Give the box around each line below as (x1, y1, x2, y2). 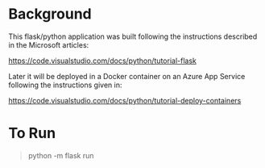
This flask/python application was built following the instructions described (8, 31, 258, 41)
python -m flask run (27, 150, 94, 160)
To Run (8, 124, 56, 142)
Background (8, 5, 92, 23)
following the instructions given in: (8, 80, 122, 90)
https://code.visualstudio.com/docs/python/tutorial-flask (8, 56, 197, 65)
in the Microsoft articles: (8, 40, 89, 49)
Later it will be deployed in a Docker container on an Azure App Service (8, 71, 246, 81)
